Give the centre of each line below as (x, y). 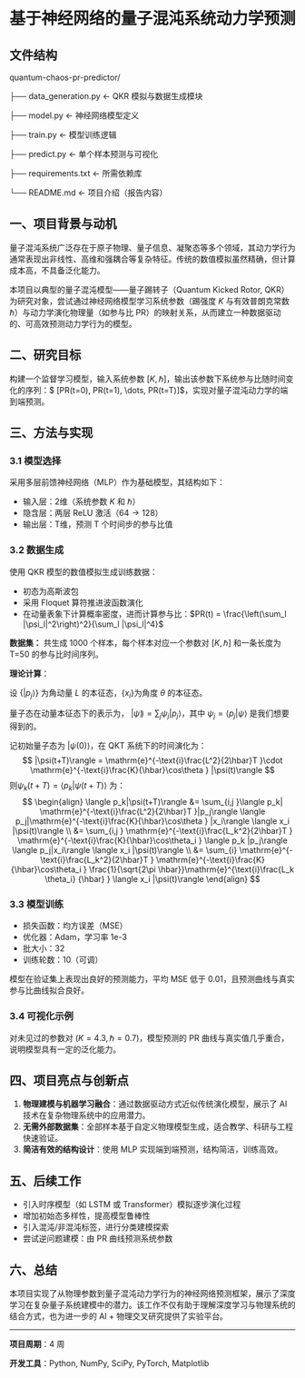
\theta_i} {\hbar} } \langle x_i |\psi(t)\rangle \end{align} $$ (152, 879)
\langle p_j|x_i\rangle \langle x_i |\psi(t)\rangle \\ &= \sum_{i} (125, 850)
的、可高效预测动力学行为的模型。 (73, 323)
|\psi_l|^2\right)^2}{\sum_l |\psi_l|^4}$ (93, 624)
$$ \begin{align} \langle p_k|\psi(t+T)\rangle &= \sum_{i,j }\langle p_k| (152, 802)
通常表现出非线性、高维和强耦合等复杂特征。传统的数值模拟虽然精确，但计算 (152, 259)
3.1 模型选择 (35, 461)
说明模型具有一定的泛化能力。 (65, 1049)
